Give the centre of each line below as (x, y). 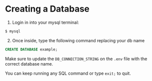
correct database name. (29, 64)
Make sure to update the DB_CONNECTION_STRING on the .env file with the (76, 59)
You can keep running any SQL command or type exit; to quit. (68, 73)
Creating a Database (47, 9)
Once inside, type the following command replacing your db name (78, 40)
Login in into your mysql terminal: (46, 22)
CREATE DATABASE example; (31, 49)
